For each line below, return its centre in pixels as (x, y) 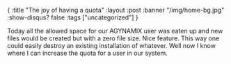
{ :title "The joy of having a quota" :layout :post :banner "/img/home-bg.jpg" (116, 10)
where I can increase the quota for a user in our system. (88, 53)
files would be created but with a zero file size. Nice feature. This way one (113, 38)
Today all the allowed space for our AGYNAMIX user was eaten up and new (115, 31)
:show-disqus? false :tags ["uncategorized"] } (73, 17)
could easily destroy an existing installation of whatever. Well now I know (111, 46)
